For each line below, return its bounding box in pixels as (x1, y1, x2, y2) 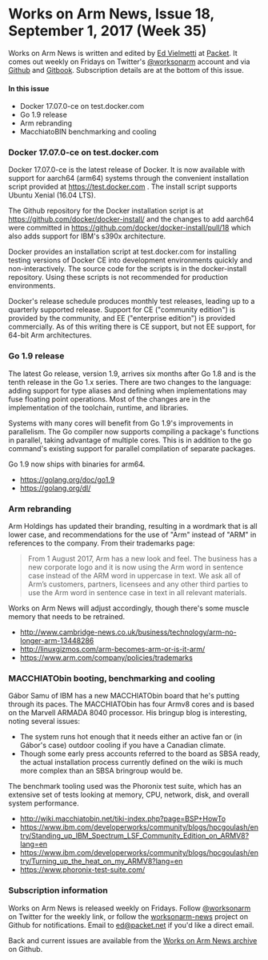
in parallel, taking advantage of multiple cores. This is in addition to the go (8, 435, 252, 445)
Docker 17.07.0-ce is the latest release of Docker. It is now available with (8, 165, 246, 174)
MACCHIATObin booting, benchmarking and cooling (8, 673, 216, 684)
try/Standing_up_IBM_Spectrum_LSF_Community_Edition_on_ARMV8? (19, 831, 250, 841)
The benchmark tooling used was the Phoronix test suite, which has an (8, 782, 242, 791)
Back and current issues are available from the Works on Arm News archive (8, 935, 258, 945)
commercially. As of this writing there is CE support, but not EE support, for (8, 322, 256, 332)
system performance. (8, 798, 79, 808)
